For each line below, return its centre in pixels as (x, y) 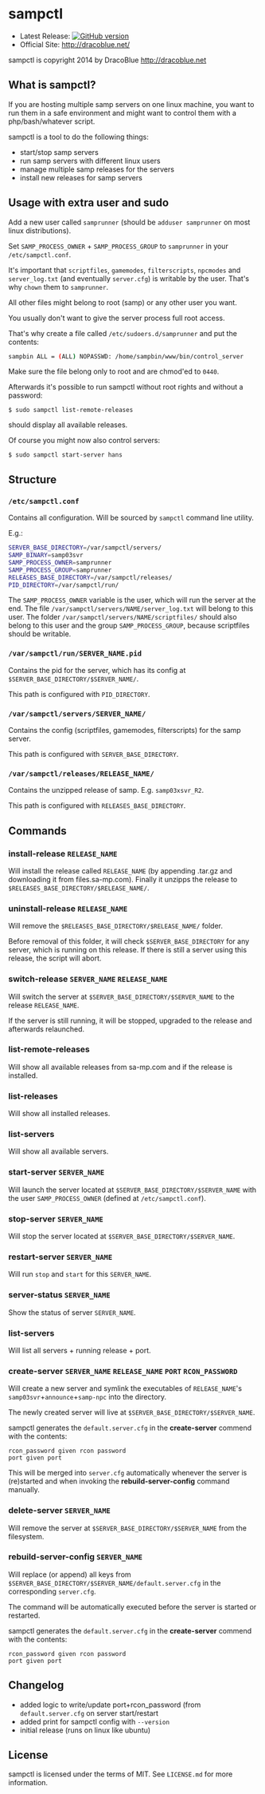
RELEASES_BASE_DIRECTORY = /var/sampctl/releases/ (90, 577)
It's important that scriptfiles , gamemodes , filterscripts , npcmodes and (125, 270)
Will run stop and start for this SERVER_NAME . (80, 1274)
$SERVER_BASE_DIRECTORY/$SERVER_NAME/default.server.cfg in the (115, 1582)
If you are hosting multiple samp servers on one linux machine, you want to (131, 104)
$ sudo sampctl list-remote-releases (71, 410)
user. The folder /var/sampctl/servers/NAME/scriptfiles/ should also (123, 617)
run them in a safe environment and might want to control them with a (123, 113)
